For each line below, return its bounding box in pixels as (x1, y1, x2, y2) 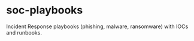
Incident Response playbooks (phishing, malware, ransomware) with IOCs (6, 23, 189, 30)
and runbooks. (6, 29, 42, 36)
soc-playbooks (6, 4, 83, 17)
